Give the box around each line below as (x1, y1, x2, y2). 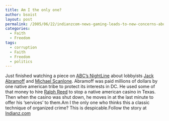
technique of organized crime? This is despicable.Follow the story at (5, 105, 147, 111)
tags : (5, 40, 17, 45)
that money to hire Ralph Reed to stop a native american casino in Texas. (5, 89, 156, 95)
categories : (5, 26, 30, 31)
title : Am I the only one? (5, 7, 62, 13)
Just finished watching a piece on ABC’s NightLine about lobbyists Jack (5, 73, 154, 79)
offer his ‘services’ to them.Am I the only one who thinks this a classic (5, 99, 150, 106)
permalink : (5, 21, 28, 27)
